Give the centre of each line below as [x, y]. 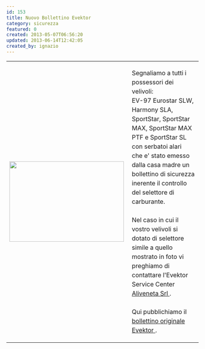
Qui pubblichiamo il [160, 312]
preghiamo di [151, 266]
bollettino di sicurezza [164, 174]
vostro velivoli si [155, 229]
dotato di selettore [158, 238]
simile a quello [152, 247]
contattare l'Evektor [160, 275]
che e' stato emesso [161, 156]
